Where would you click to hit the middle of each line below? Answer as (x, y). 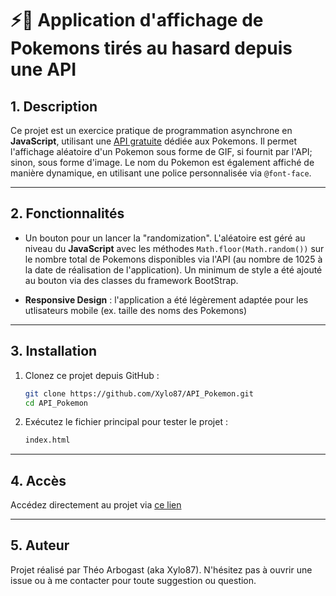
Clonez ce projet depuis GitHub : (92, 375)
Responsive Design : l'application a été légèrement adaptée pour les (166, 299)
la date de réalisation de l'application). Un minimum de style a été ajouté (173, 269)
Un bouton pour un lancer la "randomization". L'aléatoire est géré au (165, 238)
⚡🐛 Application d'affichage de (137, 20)
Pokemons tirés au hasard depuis (151, 48)
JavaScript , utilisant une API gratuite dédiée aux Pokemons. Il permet (153, 141)
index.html (47, 440)
